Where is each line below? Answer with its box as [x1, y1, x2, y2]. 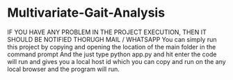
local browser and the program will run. [7, 65, 120, 73]
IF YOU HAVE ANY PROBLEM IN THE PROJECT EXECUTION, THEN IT [7, 28, 207, 36]
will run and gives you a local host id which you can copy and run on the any [7, 57, 226, 65]
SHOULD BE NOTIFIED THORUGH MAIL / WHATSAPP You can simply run [7, 35, 217, 43]
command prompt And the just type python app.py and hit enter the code [7, 50, 217, 58]
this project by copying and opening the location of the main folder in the [7, 42, 216, 51]
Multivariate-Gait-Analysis [7, 5, 166, 21]
